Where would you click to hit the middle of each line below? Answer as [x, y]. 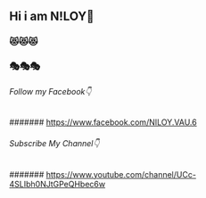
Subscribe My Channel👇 [54, 144]
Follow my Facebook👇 [50, 91]
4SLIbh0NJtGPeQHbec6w [57, 184]
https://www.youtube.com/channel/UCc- [121, 174]
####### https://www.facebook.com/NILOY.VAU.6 [103, 122]
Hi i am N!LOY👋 [52, 16]
